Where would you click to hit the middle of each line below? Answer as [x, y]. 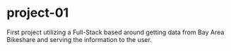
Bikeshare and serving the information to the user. [79, 39]
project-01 [38, 13]
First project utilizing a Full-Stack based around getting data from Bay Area [115, 32]
